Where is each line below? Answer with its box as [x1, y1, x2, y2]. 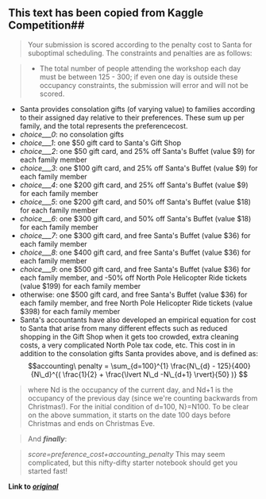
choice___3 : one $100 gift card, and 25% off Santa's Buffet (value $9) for [19, 163, 258, 173]
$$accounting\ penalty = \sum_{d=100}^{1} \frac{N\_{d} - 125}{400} [27, 361, 252, 370]
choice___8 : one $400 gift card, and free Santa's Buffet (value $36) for [19, 248, 252, 257]
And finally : [27, 434, 67, 443]
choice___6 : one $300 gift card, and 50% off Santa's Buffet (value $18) [19, 213, 252, 223]
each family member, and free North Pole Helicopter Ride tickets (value [19, 297, 253, 308]
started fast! [27, 466, 68, 475]
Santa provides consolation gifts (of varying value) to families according [19, 104, 256, 113]
